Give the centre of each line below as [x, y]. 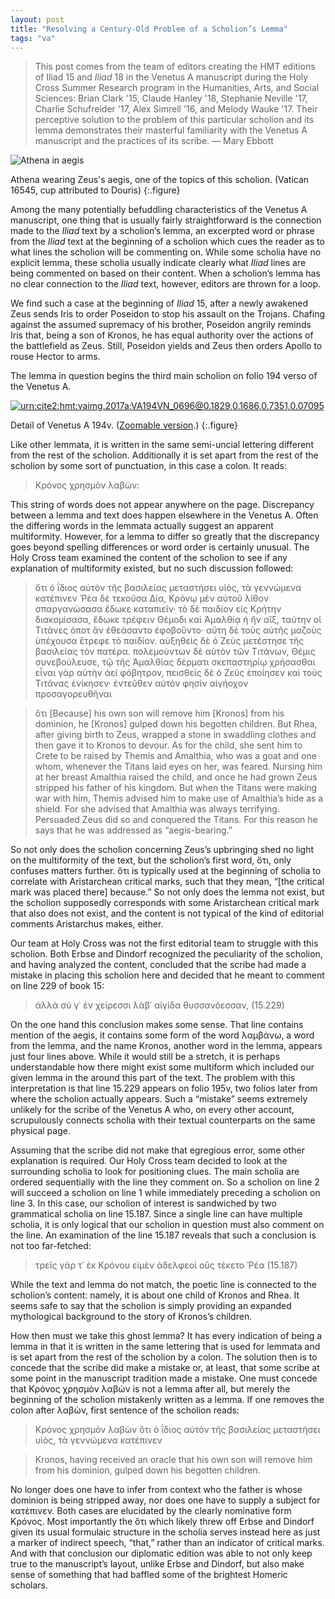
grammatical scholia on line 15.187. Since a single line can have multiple [156, 1214]
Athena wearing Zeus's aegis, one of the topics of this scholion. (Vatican [160, 180]
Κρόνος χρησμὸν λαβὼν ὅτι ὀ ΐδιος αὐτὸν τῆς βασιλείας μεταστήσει [177, 1430]
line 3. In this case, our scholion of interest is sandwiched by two [143, 1203]
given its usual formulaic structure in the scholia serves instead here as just [165, 1532]
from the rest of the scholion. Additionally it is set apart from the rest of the [164, 455]
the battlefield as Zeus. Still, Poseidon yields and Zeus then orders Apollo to [166, 346]
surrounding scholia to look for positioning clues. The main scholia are [155, 1172]
